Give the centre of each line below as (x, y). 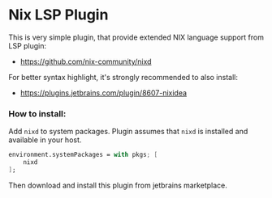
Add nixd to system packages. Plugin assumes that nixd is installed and (128, 132)
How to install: (37, 113)
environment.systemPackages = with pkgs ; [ (83, 155)
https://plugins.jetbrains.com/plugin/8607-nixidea (104, 93)
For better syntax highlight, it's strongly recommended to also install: (123, 77)
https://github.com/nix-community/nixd (86, 61)
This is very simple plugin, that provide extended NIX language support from (136, 37)
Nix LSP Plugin (58, 15)
